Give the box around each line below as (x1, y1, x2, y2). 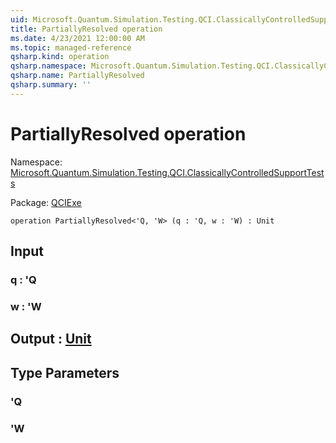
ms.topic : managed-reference (10, 42, 132, 53)
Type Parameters (10, 364, 120, 381)
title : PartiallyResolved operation (10, 24, 163, 34)
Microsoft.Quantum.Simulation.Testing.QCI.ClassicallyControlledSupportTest (10, 166, 325, 178)
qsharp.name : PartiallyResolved (10, 71, 145, 81)
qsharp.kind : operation (10, 52, 110, 62)
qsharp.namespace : (10, 61, 87, 71)
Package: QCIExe (10, 196, 82, 208)
